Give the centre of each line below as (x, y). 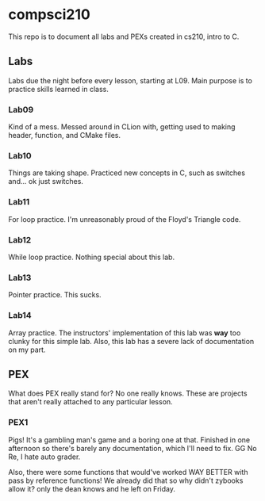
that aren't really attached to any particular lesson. (90, 402)
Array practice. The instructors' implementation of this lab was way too (125, 333)
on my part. (27, 350)
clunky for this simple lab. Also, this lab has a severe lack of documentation (131, 341)
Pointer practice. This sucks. (55, 295)
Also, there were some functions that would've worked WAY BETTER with (128, 472)
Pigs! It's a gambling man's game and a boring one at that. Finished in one (129, 440)
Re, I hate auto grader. (44, 457)
